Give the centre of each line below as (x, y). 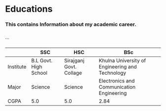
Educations (29, 9)
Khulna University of (122, 61)
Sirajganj (74, 61)
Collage (73, 73)
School (40, 73)
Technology (112, 73)
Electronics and (117, 81)
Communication (117, 87)
